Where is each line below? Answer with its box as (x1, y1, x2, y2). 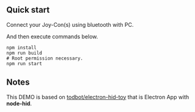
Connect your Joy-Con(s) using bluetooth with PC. (6, 21, 134, 28)
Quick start (6, 5, 50, 15)
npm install (6, 44, 37, 51)
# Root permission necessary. (6, 55, 84, 61)
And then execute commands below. (6, 33, 98, 40)
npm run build (6, 50, 43, 56)
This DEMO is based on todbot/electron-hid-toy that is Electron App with (6, 93, 189, 100)
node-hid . (6, 100, 32, 107)
